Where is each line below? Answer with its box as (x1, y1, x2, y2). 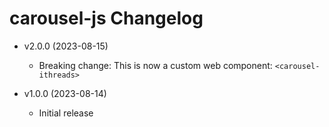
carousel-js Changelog (9, 7, 204, 30)
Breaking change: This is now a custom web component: (38, 59, 273, 71)
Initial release (38, 107, 94, 119)
